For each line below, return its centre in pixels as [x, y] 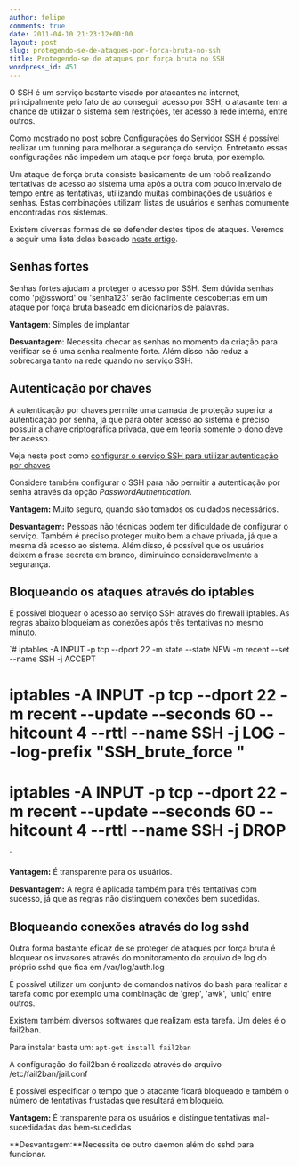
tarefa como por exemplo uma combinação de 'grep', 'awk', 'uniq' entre [140, 994]
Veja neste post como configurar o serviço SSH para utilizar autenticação [144, 456]
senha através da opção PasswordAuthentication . [101, 491]
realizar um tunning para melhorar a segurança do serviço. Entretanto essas [149, 147]
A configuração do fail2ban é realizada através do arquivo [116, 1065]
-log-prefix [51, 752]
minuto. [23, 632]
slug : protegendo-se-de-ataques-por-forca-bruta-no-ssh [115, 51]
